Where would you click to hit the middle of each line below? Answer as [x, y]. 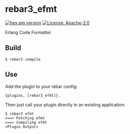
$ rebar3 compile [23, 59]
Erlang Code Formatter [28, 32]
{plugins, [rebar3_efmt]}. [33, 95]
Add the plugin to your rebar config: [41, 86]
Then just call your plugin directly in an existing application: [65, 104]
